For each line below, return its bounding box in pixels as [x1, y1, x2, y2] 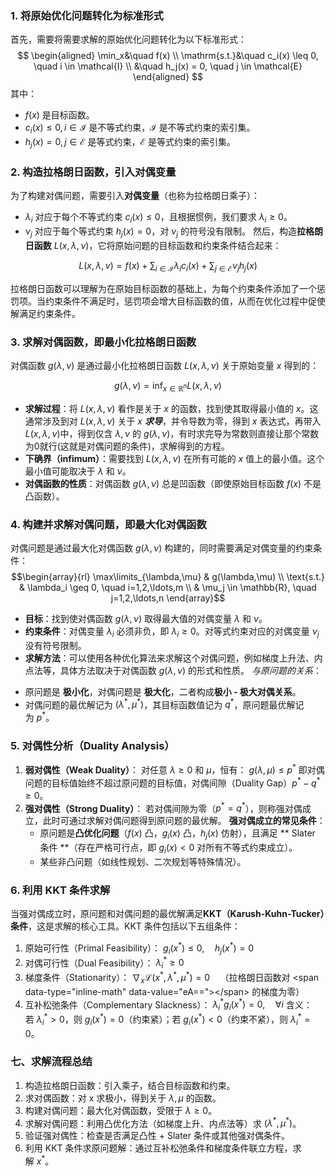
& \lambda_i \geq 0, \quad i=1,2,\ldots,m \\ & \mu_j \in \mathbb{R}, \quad [19, 581, 317, 593]
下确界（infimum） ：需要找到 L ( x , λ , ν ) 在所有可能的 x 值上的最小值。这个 [24, 452, 325, 464]
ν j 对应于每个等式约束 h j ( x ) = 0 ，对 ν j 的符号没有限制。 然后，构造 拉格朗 [24, 225, 324, 239]
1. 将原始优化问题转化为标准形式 [10, 8, 164, 22]
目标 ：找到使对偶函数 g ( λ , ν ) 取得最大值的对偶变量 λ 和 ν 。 [24, 612, 268, 624]
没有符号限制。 [24, 639, 87, 651]
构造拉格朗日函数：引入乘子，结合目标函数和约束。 [24, 1079, 236, 1091]
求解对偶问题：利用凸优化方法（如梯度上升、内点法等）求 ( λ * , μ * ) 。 [24, 1115, 302, 1129]
